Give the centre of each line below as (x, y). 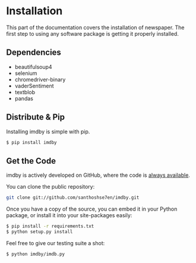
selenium (26, 73)
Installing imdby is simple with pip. (48, 131)
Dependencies (34, 53)
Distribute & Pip (36, 117)
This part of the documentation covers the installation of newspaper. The (96, 27)
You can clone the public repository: (50, 187)
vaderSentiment (34, 86)
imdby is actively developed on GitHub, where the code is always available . (98, 175)
